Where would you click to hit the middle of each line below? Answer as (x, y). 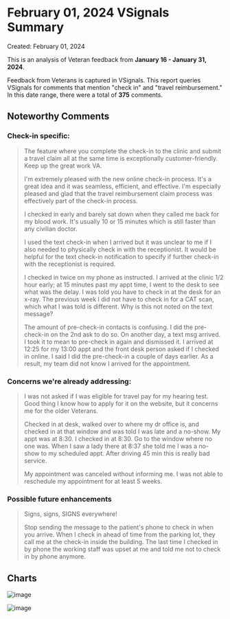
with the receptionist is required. (70, 264)
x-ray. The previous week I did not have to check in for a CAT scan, (119, 299)
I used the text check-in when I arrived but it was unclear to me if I (117, 242)
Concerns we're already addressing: (69, 381)
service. (35, 460)
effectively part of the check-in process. (81, 201)
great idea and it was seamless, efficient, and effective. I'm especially (122, 186)
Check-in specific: (38, 136)
